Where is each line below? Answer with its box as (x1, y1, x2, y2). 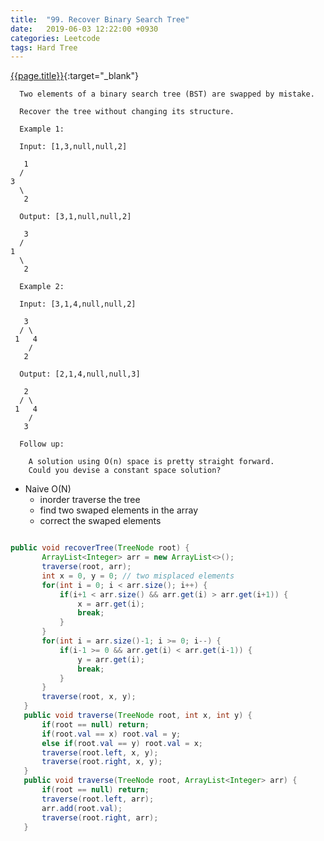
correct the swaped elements (39, 515, 162, 527)
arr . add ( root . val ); (41, 803, 123, 813)
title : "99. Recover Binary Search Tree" (10, 14, 190, 25)
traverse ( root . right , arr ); (41, 812, 159, 823)
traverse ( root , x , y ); (41, 692, 137, 702)
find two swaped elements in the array (39, 504, 199, 516)
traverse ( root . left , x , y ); (41, 747, 159, 758)
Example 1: (19, 124, 65, 135)
